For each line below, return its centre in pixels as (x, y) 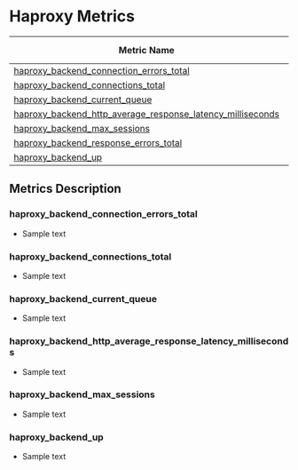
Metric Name (146, 50)
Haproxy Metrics (72, 16)
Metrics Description (65, 189)
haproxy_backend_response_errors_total (98, 142)
